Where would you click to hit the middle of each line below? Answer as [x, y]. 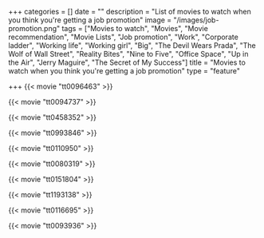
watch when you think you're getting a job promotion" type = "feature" [124, 71]
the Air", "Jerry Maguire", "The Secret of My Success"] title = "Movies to [127, 62]
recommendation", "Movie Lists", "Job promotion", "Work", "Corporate [124, 37]
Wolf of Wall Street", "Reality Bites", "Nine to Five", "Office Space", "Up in [128, 54]
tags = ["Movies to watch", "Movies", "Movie [135, 28]
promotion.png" [34, 28]
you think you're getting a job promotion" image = [90, 20]
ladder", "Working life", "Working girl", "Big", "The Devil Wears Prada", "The [132, 46]
